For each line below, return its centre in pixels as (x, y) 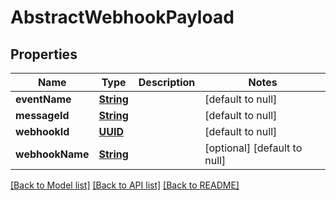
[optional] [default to (253, 148)
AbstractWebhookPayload (122, 17)
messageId (42, 115)
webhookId (42, 131)
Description (167, 82)
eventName (43, 99)
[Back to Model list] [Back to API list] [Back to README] (125, 185)
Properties (44, 54)
